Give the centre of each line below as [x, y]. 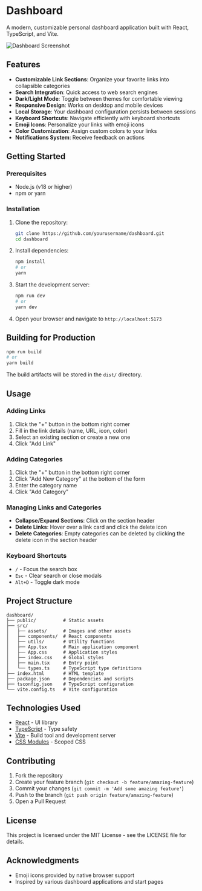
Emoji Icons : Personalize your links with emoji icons [80, 124]
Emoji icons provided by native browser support [75, 875]
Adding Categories [34, 459]
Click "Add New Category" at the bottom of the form [80, 479]
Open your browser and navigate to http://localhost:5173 [88, 319]
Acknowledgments [43, 860]
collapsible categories [43, 86]
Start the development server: [52, 285]
